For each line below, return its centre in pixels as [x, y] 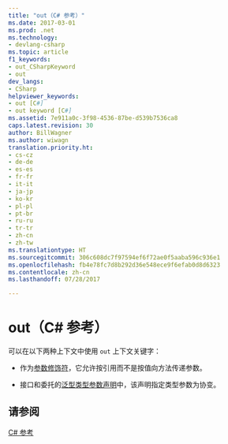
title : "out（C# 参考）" [47, 15]
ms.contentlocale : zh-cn [49, 272]
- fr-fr [21, 177]
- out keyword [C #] [40, 111]
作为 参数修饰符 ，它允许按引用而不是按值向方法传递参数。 [113, 368]
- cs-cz [21, 155]
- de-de [21, 162]
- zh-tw [21, 243]
